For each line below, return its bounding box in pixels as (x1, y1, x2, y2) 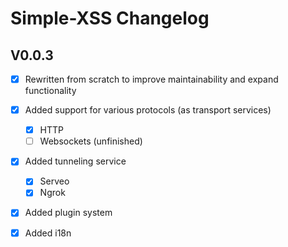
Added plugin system (24, 207, 113, 219)
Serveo (39, 175, 70, 187)
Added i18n (24, 227, 72, 239)
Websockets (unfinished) (39, 135, 143, 147)
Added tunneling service (24, 155, 127, 167)
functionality (24, 85, 77, 97)
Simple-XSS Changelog (10, 7, 210, 30)
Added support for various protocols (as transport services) (24, 104, 272, 116)
